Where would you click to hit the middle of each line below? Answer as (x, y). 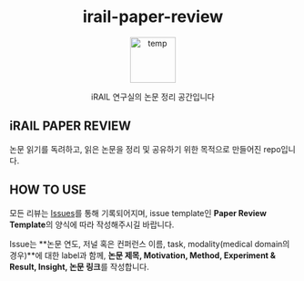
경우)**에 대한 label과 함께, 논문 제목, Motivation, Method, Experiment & (142, 255)
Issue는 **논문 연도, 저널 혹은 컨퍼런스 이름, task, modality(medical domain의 (150, 244)
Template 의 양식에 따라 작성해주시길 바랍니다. (92, 224)
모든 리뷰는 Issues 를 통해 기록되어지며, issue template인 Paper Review (138, 213)
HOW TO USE (48, 190)
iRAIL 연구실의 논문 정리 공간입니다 (153, 97)
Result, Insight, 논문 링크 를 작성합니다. (80, 266)
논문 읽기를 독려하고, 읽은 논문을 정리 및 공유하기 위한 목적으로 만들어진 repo (145, 149)
